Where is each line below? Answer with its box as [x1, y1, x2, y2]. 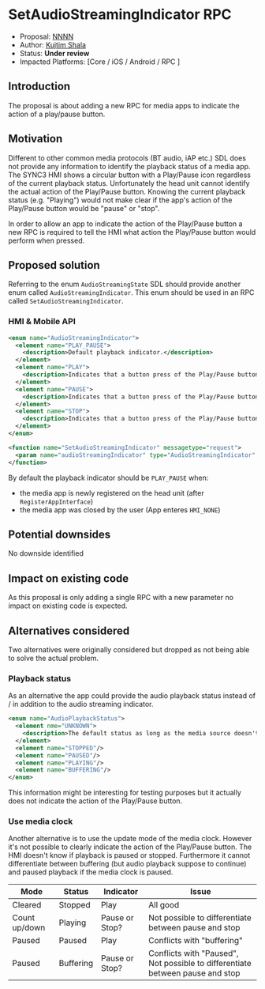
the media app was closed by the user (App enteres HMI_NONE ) [19, 504, 221, 515]
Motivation [8, 132, 63, 145]
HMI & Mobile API [8, 316, 77, 327]
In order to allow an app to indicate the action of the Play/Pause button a [8, 219, 243, 228]
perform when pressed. [8, 236, 85, 245]
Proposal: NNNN [19, 32, 73, 41]
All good [148, 900, 180, 911]
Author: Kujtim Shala [19, 40, 87, 49]
